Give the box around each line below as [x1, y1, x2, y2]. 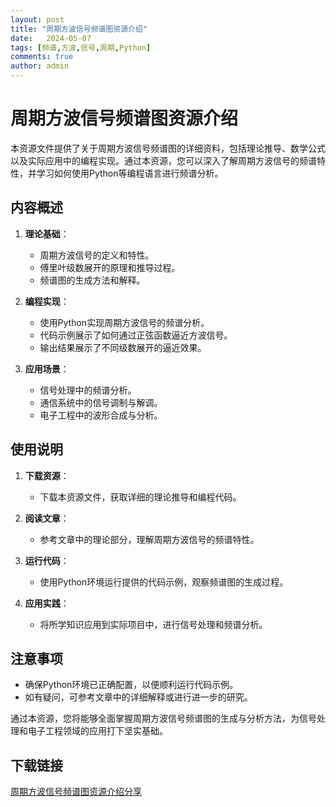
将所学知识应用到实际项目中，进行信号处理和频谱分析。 [39, 618, 268, 630]
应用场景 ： [24, 362, 70, 375]
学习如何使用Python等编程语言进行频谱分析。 [36, 167, 224, 179]
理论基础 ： [24, 227, 70, 240]
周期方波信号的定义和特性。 [39, 249, 155, 261]
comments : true [10, 52, 74, 62]
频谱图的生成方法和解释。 [39, 274, 146, 286]
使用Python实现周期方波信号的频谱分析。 [39, 316, 210, 328]
